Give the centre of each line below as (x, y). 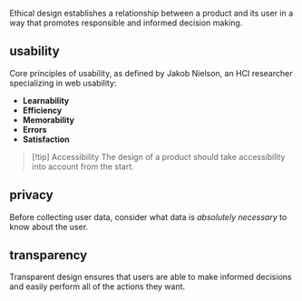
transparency (49, 255)
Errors (34, 129)
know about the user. (49, 226)
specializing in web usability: (63, 83)
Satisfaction (46, 139)
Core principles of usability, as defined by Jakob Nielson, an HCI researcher (151, 73)
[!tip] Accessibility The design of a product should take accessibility (158, 156)
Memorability (49, 120)
